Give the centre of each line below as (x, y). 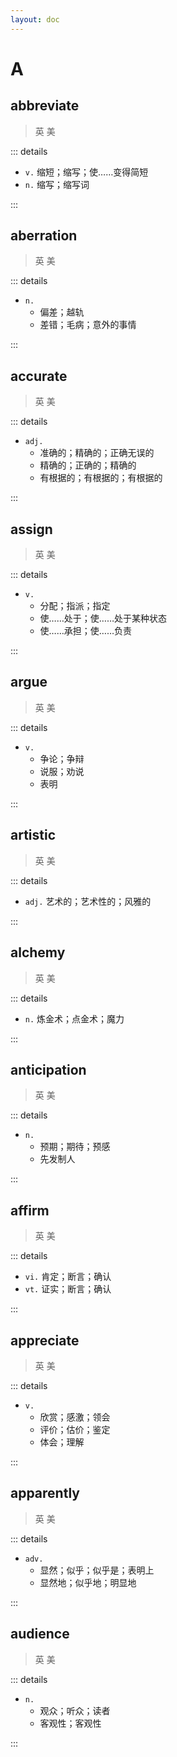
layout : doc (35, 19)
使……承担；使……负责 (85, 631)
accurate (39, 376)
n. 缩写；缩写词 (57, 184)
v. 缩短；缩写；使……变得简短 (86, 172)
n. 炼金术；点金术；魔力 (74, 1018)
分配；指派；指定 (75, 606)
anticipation (48, 1069)
